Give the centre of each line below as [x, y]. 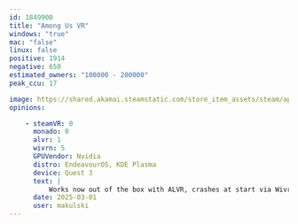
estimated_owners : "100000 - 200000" [79, 75]
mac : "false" [33, 42]
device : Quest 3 [63, 173]
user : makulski [61, 206]
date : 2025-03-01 [65, 197]
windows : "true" [39, 34]
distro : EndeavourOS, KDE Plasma [94, 165]
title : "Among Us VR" [49, 26]
